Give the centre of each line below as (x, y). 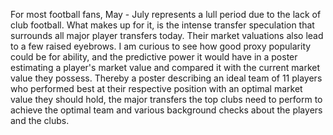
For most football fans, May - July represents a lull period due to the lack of (166, 14)
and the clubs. (40, 120)
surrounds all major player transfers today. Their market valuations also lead (167, 35)
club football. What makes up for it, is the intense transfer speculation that (162, 25)
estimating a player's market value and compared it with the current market (165, 67)
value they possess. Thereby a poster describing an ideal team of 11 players (166, 78)
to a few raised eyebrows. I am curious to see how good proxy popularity (161, 46)
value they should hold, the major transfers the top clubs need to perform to (166, 99)
